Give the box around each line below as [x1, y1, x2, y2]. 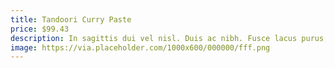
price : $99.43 [10, 24, 70, 34]
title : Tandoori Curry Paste [10, 14, 132, 25]
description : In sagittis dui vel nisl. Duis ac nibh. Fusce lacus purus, [10, 33, 329, 43]
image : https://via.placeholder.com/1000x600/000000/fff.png [10, 42, 271, 53]
